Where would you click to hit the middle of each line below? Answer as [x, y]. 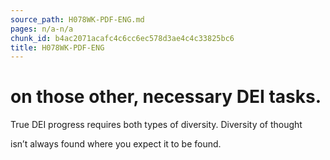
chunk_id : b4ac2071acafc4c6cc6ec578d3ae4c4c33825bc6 [122, 38]
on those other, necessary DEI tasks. [166, 97]
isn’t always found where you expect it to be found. [116, 144]
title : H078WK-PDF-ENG [57, 47]
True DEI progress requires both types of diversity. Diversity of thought [156, 125]
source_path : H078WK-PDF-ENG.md [77, 19]
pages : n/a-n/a [42, 29]
